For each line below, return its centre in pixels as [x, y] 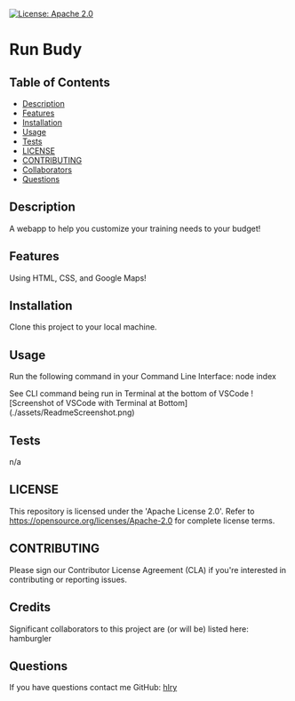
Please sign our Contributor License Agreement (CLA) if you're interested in [148, 570]
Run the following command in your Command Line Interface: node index [143, 377]
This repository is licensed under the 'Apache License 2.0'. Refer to [132, 511]
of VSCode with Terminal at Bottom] [122, 403]
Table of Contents [60, 82]
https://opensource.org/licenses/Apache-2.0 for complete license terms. [142, 521]
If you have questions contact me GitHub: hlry [93, 688]
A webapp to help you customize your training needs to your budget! [135, 228]
